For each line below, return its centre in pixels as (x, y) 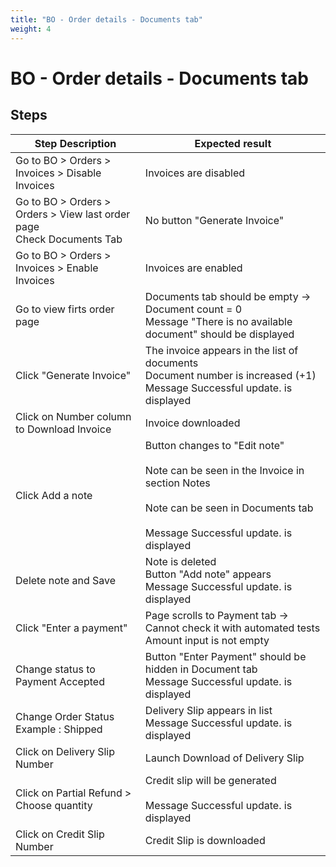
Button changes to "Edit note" (214, 445)
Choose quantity (54, 805)
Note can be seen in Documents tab (229, 508)
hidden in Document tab (201, 669)
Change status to (55, 669)
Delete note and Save (66, 580)
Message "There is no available (218, 321)
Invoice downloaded (192, 423)
